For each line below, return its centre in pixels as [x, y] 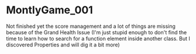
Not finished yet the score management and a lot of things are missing [91, 26]
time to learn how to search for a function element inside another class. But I [98, 38]
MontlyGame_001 [50, 10]
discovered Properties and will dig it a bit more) [63, 45]
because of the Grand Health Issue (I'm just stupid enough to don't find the [97, 32]
